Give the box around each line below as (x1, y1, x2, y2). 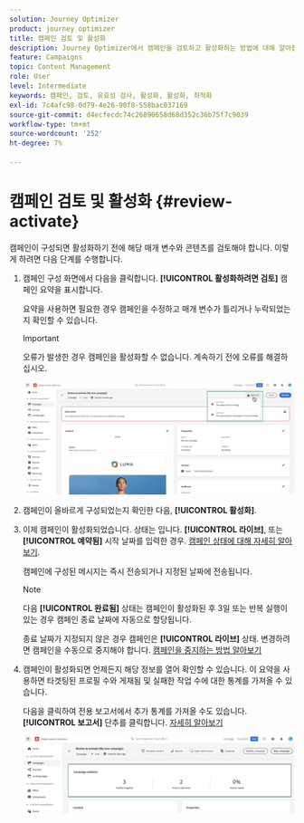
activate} (9, 211, 80, 232)
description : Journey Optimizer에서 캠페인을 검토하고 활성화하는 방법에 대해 (9, 43, 276, 53)
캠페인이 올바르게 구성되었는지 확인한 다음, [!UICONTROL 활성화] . (22, 504, 257, 515)
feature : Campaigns (9, 53, 83, 62)
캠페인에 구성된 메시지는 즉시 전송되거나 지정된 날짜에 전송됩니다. (22, 566, 252, 577)
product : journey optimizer (9, 24, 116, 33)
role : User (9, 72, 51, 81)
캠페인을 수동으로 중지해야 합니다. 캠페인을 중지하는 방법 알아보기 (32, 644, 262, 656)
